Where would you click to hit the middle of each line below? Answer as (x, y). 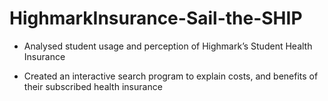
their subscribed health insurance (93, 86)
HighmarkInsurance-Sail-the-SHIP (156, 18)
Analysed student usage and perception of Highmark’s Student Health (168, 46)
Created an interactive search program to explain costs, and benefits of (171, 76)
